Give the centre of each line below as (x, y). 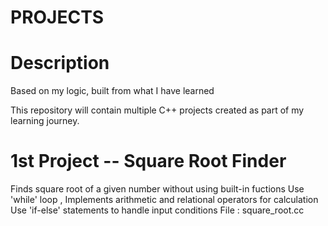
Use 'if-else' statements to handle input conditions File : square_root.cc (157, 210)
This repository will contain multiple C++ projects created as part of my (157, 110)
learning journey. (45, 121)
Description (60, 63)
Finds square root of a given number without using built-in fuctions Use (157, 189)
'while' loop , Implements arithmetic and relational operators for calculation (164, 200)
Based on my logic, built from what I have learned (112, 91)
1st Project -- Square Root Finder (148, 161)
